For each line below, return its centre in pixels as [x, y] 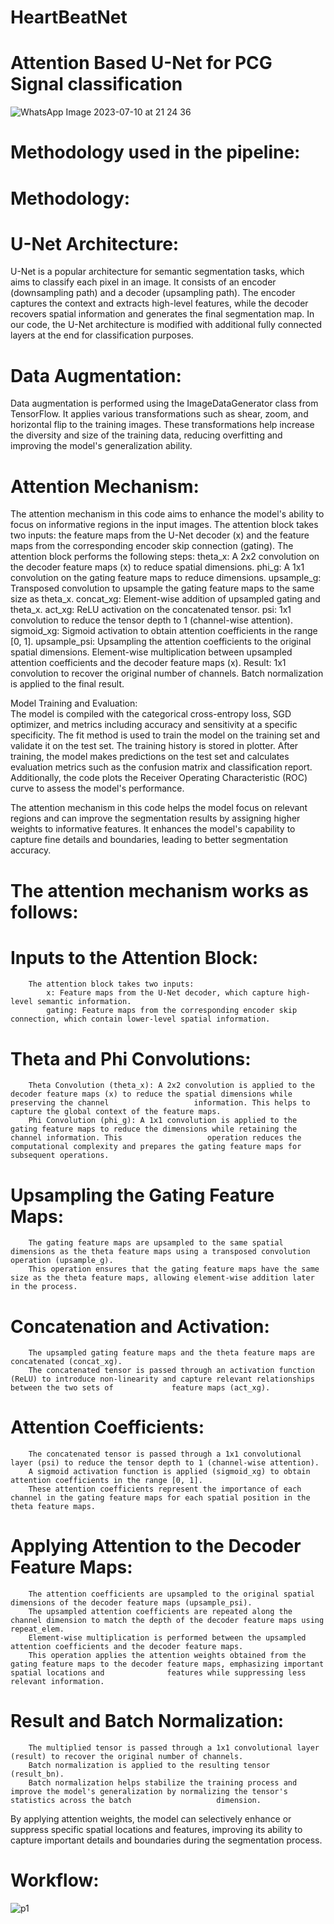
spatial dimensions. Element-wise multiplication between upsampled [151, 652]
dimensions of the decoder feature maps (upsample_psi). [131, 1603]
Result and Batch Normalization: [147, 1721]
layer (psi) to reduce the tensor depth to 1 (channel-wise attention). [165, 1463]
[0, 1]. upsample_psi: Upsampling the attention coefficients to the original [161, 642]
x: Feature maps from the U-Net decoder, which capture [165, 993]
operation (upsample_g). [62, 1261]
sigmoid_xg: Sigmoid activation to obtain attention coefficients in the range [164, 631]
